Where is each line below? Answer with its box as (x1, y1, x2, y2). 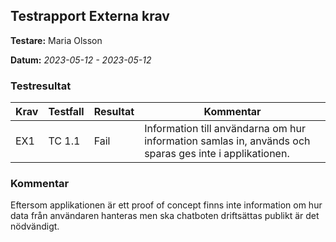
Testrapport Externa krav (10, 8, 170, 25)
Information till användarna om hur (144, 122, 306, 136)
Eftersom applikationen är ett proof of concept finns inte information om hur (10, 199, 323, 211)
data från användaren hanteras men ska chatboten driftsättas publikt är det (10, 210, 320, 222)
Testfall (48, 105, 85, 119)
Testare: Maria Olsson (10, 34, 103, 46)
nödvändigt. (10, 220, 60, 233)
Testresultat (10, 79, 72, 93)
